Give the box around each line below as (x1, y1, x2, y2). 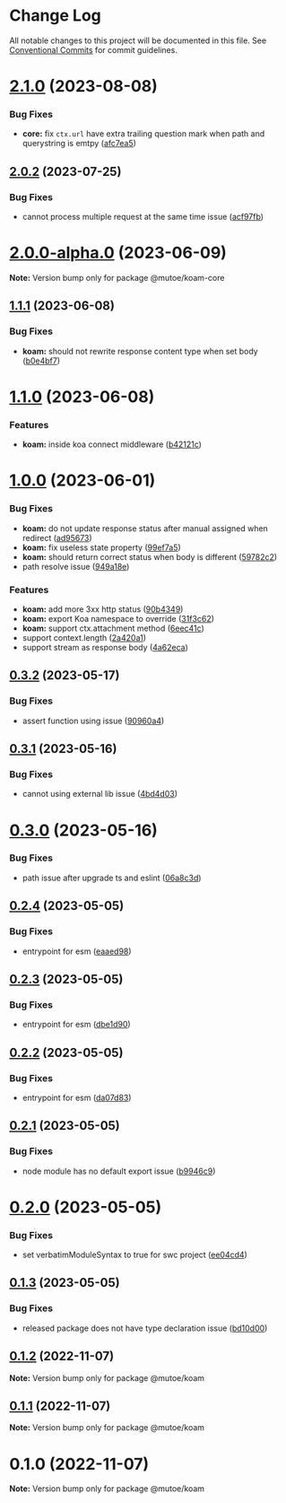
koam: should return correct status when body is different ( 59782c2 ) (22, 551, 278, 562)
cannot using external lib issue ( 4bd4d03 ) (22, 789, 178, 800)
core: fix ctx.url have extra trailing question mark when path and (22, 128, 265, 139)
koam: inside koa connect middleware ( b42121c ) (22, 439, 202, 450)
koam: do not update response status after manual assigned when (22, 522, 269, 534)
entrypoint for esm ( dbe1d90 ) (22, 1019, 132, 1030)
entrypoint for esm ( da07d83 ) (22, 1092, 132, 1103)
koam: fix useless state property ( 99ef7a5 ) (22, 542, 181, 553)
